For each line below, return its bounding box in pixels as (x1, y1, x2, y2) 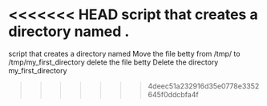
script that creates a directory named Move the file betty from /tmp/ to (8, 49, 241, 58)
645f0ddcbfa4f (148, 89, 199, 99)
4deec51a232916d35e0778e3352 (148, 81, 260, 91)
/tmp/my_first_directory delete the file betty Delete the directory (8, 57, 219, 67)
